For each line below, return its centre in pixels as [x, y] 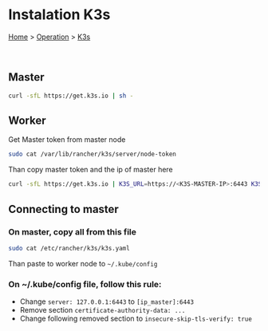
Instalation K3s [59, 15]
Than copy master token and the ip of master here [91, 170]
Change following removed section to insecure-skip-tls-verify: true [136, 319]
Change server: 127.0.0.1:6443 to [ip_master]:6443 [106, 301]
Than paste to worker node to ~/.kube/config [83, 263]
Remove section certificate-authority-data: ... [102, 310]
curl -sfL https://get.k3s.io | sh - [71, 96]
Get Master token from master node [67, 140]
